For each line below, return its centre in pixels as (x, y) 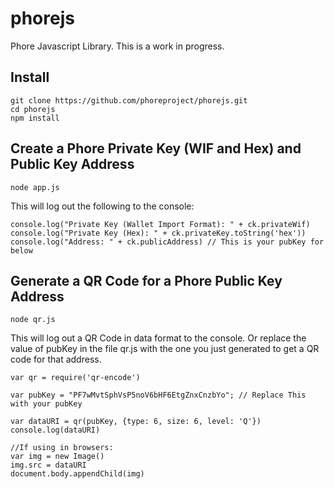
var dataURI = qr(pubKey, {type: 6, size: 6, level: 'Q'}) (136, 422)
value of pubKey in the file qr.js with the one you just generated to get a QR (165, 349)
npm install (35, 118)
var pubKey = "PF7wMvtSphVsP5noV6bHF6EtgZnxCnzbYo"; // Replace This (158, 395)
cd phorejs (33, 109)
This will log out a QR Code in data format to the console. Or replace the (158, 338)
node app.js (35, 187)
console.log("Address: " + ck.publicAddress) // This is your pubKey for (167, 242)
